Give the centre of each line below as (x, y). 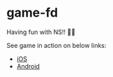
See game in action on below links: (56, 45)
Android (28, 66)
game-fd (32, 13)
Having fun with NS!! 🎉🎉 (41, 32)
